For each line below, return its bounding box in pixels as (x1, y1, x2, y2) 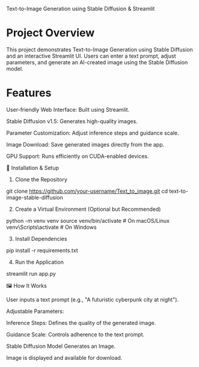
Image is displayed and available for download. (6, 354, 123, 361)
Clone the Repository (14, 175, 68, 183)
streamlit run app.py (6, 270, 56, 277)
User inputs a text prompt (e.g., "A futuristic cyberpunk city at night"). (6, 296, 179, 303)
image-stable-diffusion (6, 193, 63, 201)
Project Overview (6, 26, 95, 40)
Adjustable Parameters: (6, 308, 64, 315)
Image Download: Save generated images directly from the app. (6, 141, 165, 148)
